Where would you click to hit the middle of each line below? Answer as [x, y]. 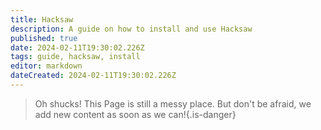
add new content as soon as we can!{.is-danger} [135, 114]
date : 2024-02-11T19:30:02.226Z [77, 47]
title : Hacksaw [42, 19]
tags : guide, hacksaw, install [75, 57]
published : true [44, 38]
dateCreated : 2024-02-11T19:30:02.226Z [93, 76]
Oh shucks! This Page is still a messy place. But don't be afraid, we [173, 103]
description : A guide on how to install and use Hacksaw [131, 29]
